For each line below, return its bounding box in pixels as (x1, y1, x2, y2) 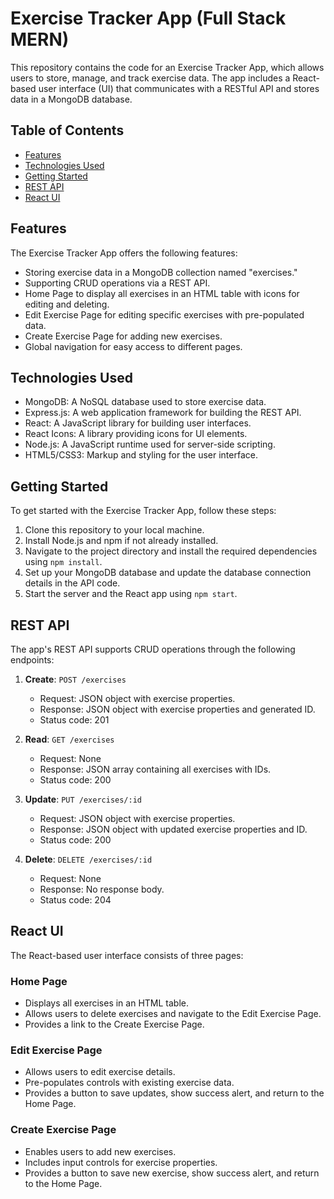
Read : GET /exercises (24, 733, 115, 745)
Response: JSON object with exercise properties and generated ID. (39, 703, 316, 715)
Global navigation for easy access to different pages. (24, 340, 243, 352)
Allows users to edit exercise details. (24, 1066, 176, 1078)
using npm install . (24, 556, 103, 568)
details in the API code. (24, 577, 121, 589)
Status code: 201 (39, 714, 110, 726)
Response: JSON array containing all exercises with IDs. (39, 763, 272, 775)
